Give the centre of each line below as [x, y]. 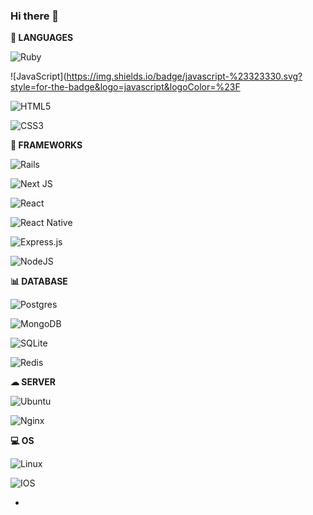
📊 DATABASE [39, 281]
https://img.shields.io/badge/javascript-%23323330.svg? [184, 76]
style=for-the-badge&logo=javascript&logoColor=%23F [125, 87]
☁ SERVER [33, 382]
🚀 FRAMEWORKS [46, 145]
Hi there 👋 [35, 16]
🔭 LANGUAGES [42, 38]
